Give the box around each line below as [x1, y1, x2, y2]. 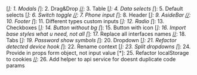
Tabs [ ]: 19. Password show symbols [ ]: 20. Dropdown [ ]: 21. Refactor [6, 37, 177, 43]
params [6, 62, 25, 69]
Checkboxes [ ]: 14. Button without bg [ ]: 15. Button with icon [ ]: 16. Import [6, 24, 186, 31]
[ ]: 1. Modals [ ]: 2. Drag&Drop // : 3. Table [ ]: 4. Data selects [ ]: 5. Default [6, 5, 183, 12]
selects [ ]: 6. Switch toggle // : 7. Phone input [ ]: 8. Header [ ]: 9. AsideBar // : [6, 11, 191, 18]
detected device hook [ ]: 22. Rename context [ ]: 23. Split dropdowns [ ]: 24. [6, 43, 191, 50]
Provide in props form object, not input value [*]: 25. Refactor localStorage [6, 49, 189, 56]
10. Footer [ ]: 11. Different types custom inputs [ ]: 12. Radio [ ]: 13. [6, 18, 165, 24]
